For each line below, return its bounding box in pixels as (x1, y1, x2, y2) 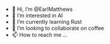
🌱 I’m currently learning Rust (11, 18, 82, 25)
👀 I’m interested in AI (11, 12, 63, 19)
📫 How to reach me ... (11, 32, 68, 38)
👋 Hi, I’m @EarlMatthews (11, 6, 73, 12)
